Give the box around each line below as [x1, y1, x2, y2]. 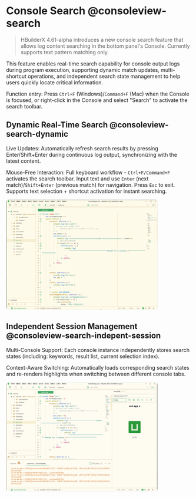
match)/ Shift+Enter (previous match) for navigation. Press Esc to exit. [6, 181, 175, 188]
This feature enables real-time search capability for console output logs [6, 60, 180, 67]
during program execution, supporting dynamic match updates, [6, 66, 160, 73]
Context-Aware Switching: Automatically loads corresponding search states [6, 364, 190, 371]
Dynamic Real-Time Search [6, 120, 108, 130]
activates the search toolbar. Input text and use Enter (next [6, 175, 149, 182]
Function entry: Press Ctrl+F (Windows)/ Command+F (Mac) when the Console [6, 90, 190, 97]
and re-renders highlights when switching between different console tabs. [6, 370, 186, 377]
